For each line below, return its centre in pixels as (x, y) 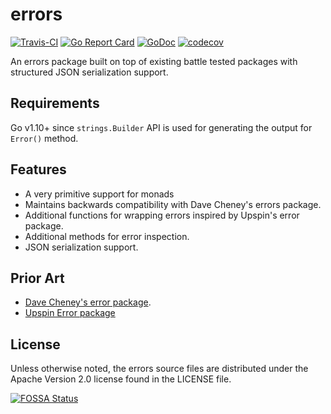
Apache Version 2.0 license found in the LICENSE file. (121, 379)
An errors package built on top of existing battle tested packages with (154, 61)
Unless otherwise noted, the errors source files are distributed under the (159, 369)
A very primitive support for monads (99, 194)
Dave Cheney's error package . (88, 302)
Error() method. (44, 138)
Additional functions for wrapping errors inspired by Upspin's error (162, 215)
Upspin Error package (70, 313)
